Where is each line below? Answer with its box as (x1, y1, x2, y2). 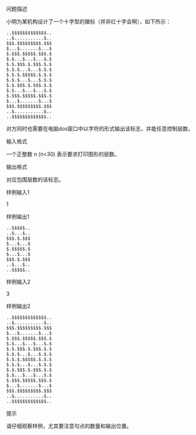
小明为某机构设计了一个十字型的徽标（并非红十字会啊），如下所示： (6, 18, 171, 25)
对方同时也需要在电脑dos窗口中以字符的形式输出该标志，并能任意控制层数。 (6, 125, 194, 132)
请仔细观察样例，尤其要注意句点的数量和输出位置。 (6, 422, 132, 430)
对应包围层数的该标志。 (6, 176, 64, 183)
